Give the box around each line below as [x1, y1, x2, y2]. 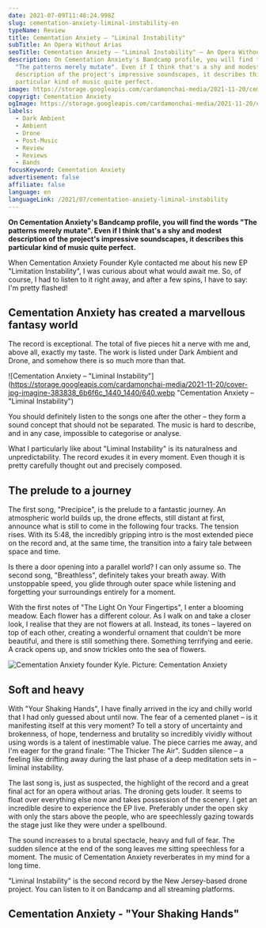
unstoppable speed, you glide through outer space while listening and [8, 579, 236, 589]
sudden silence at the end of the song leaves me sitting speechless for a [8, 843, 245, 853]
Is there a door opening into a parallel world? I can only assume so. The [8, 562, 241, 572]
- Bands [15, 159, 41, 167]
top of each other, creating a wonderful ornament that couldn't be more [8, 628, 241, 638]
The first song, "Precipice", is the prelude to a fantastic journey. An [8, 505, 226, 514]
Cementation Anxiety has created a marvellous [8, 305, 245, 319]
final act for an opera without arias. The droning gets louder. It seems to [8, 786, 243, 796]
